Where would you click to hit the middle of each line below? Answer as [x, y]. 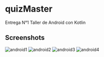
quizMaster [29, 9]
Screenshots [25, 38]
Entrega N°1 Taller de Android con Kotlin [45, 22]
